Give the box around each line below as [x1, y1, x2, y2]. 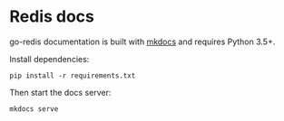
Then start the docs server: [9, 87, 112, 98]
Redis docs [9, 6, 95, 27]
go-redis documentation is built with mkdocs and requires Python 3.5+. [9, 36, 276, 47]
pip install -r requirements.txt [9, 70, 136, 80]
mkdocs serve [9, 104, 59, 114]
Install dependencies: [9, 53, 90, 64]
